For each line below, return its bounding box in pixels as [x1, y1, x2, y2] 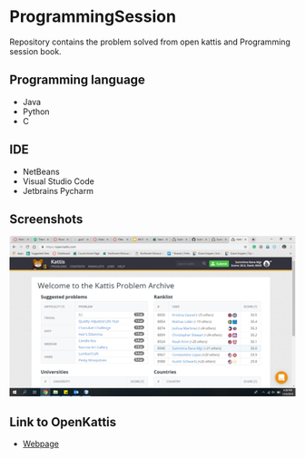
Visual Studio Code [22, 175, 95, 187]
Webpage [22, 438, 59, 450]
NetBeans [22, 166, 61, 177]
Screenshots [9, 211, 84, 227]
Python [22, 106, 50, 117]
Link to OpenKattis [9, 414, 117, 430]
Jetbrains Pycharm [22, 185, 93, 196]
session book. [9, 45, 62, 56]
